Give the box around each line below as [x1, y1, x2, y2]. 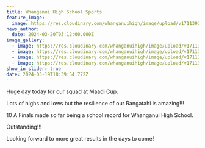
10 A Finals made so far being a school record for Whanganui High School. [6, 111, 193, 119]
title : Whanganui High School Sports [6, 9, 103, 15]
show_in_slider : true [6, 65, 62, 72]
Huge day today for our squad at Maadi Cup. [6, 88, 118, 95]
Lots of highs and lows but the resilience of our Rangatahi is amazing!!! [6, 100, 184, 107]
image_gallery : [6, 37, 45, 43]
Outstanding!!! [6, 123, 42, 131]
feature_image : [6, 15, 45, 21]
